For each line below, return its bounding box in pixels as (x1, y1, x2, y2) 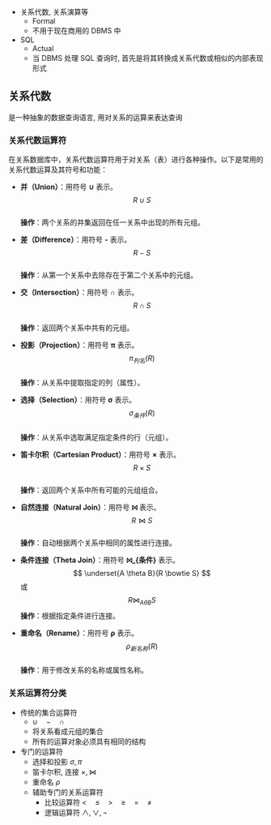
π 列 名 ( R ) (129, 354, 155, 365)
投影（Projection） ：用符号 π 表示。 (19, 340, 139, 350)
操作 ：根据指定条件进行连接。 (19, 611, 120, 621)
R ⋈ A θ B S (128, 595, 156, 607)
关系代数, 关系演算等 (19, 7, 89, 16)
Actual (32, 44, 54, 53)
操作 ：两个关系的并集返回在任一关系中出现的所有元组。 (19, 217, 205, 227)
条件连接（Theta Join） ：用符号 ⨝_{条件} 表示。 (19, 555, 180, 565)
